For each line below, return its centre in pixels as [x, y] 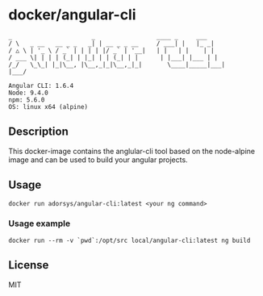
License [29, 265]
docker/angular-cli [72, 15]
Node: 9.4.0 [28, 93]
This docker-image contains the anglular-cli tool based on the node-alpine [132, 151]
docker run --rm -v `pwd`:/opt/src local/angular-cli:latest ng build [129, 240]
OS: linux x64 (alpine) [48, 106]
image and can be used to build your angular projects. [98, 160]
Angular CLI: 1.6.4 [41, 85]
